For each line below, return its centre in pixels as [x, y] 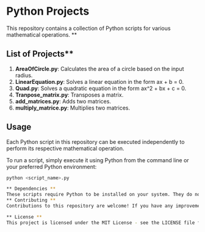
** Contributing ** [31, 200]
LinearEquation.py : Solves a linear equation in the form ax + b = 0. [99, 81]
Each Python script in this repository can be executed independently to [95, 141]
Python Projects [48, 11]
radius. [24, 75]
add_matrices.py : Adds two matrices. [63, 101]
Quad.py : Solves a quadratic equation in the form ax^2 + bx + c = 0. [101, 88]
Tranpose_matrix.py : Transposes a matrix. [69, 95]
